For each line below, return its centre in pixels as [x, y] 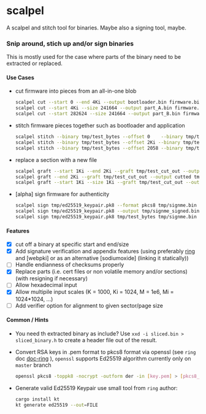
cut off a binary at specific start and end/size [72, 244]
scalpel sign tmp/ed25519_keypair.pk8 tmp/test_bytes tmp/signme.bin [106, 217]
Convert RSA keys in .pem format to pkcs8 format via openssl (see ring [105, 352]
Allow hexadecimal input [46, 285]
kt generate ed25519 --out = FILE [56, 405]
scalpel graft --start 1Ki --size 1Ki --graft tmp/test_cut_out [99, 182]
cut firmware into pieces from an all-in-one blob [76, 91]
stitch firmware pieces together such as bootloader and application [100, 126]
